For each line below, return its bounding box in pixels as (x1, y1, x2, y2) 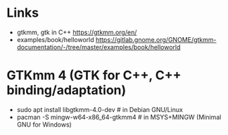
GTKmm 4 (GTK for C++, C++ (6, 68, 182, 83)
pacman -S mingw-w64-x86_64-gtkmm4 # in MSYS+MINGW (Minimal (16, 113, 222, 121)
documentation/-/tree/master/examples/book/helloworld (16, 43, 181, 51)
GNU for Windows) (16, 120, 72, 129)
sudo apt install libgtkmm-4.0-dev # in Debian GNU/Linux (16, 105, 184, 113)
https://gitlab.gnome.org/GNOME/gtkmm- (95, 35, 217, 43)
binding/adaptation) (6, 83, 127, 99)
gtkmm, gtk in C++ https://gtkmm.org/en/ (16, 28, 137, 36)
